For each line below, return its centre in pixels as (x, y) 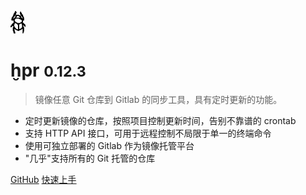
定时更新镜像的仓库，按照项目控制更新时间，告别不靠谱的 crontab (160, 120)
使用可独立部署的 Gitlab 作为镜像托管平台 (109, 145)
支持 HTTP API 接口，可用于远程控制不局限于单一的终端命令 (148, 133)
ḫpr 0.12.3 (48, 70)
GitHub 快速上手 (43, 179)
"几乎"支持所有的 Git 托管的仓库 (90, 158)
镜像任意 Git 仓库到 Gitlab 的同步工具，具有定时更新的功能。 (158, 99)
